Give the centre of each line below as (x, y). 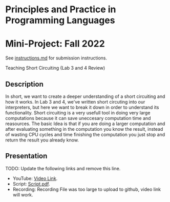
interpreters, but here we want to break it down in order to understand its (82, 107)
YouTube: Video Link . (35, 178)
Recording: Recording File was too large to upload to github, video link (87, 189)
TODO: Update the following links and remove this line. (63, 168)
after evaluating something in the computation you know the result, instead (84, 129)
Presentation (26, 156)
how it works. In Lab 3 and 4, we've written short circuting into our (75, 102)
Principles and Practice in (61, 9)
